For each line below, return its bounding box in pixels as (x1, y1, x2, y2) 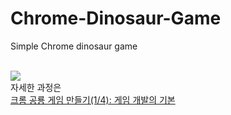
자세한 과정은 (10, 81, 62, 93)
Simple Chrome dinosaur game (10, 40, 138, 52)
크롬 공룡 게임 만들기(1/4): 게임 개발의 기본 (10, 93, 176, 106)
